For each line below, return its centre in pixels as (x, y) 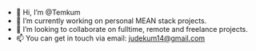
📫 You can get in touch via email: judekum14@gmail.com (110, 38)
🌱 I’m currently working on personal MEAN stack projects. (111, 21)
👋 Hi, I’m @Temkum (48, 12)
